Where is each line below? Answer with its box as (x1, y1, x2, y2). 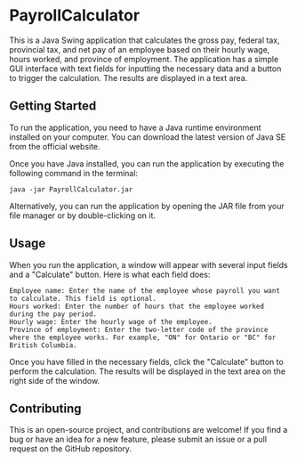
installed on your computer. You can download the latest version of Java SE (9, 131, 286, 142)
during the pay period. (9, 309, 98, 319)
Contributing (9, 401, 82, 416)
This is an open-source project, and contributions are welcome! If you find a (9, 425, 288, 435)
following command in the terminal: (9, 167, 139, 178)
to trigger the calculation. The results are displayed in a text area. (9, 72, 248, 83)
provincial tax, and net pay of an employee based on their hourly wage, (9, 44, 270, 54)
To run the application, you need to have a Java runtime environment (9, 122, 261, 133)
